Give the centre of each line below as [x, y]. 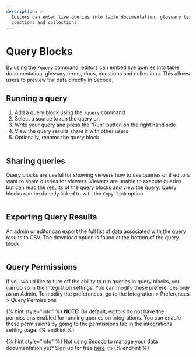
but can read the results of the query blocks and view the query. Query [91, 187]
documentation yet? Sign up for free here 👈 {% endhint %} [78, 348]
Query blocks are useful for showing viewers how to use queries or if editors [98, 175]
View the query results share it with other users [71, 131]
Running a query [37, 98]
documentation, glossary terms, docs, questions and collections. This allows [98, 74]
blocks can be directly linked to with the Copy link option [75, 193]
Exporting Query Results [52, 217]
